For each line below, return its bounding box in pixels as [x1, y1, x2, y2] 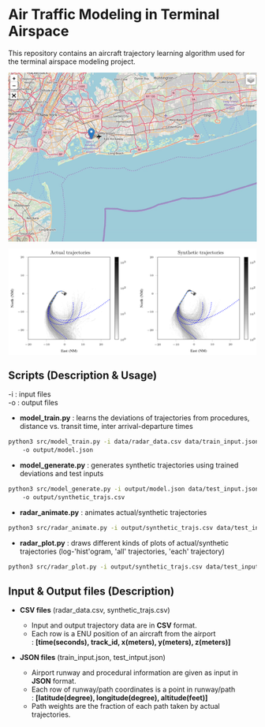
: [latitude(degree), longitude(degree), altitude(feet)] [31, 693, 208, 703]
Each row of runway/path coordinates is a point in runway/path [31, 684, 236, 695]
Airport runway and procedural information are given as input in [31, 668, 238, 677]
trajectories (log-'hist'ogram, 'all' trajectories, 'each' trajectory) [19, 546, 225, 556]
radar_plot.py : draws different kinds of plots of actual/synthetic [19, 538, 230, 547]
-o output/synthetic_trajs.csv [22, 494, 125, 501]
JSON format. [31, 677, 77, 686]
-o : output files [8, 398, 58, 408]
